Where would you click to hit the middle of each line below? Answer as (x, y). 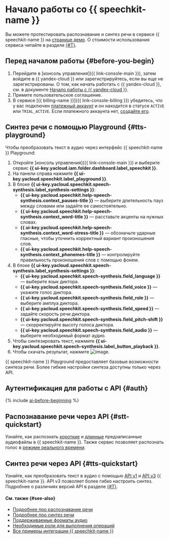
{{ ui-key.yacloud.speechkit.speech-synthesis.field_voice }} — (89, 287)
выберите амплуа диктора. (49, 303)
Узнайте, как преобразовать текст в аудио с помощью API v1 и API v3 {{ (83, 476)
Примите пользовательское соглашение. (57, 95)
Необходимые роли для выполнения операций (64, 526)
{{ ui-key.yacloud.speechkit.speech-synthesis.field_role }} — (87, 297)
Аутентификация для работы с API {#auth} (77, 388)
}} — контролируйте (118, 254)
